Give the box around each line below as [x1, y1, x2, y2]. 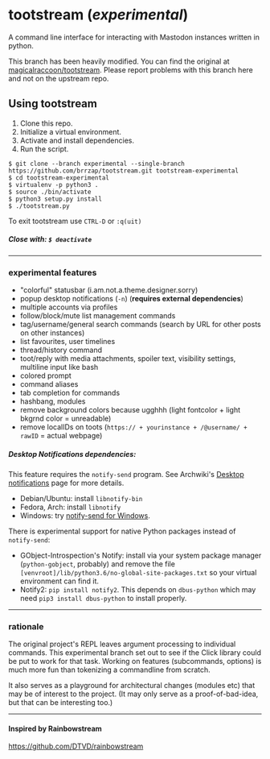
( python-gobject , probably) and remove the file [19, 558, 175, 569]
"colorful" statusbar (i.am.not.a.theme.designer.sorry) [19, 285, 198, 295]
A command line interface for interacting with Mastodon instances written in [8, 32, 260, 42]
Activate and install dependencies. [19, 135, 135, 145]
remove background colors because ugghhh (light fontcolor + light [19, 405, 241, 415]
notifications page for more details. [8, 478, 125, 487]
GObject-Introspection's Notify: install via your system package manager [19, 550, 262, 560]
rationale [8, 620, 44, 632]
